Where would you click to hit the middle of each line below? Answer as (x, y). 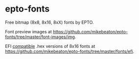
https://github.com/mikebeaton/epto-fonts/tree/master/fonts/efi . (70, 51)
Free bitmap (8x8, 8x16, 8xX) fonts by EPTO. (50, 22)
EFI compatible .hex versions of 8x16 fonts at (50, 46)
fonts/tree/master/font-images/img (40, 37)
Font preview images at (29, 31)
